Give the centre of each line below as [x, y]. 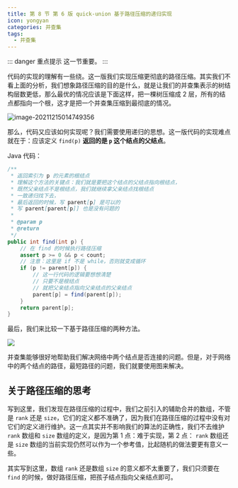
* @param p [26, 222]
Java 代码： [25, 156]
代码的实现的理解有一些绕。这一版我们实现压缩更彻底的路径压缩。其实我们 [116, 77]
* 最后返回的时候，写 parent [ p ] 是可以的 [65, 202]
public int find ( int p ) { [45, 242]
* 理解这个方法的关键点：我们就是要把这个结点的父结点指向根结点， [95, 182]
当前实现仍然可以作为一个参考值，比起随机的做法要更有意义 [135, 445]
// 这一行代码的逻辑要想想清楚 [72, 275]
